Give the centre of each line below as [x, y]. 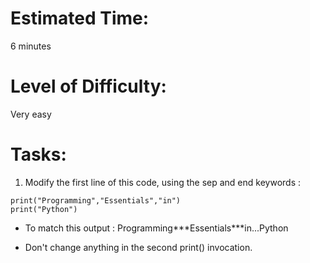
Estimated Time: [80, 18]
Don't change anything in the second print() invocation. [138, 247]
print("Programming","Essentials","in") [96, 200]
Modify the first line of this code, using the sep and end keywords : [162, 182]
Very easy [31, 114]
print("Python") [44, 209]
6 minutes [31, 46]
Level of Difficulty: [88, 86]
